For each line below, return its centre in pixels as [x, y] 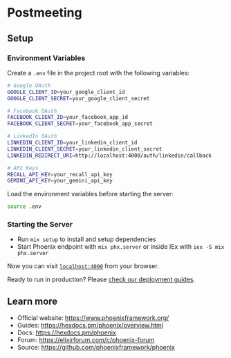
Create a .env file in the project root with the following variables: [99, 73]
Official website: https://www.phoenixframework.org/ [93, 318]
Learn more [33, 301]
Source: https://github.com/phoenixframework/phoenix [96, 348]
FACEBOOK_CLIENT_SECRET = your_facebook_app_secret [80, 124]
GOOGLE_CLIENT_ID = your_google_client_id [66, 92]
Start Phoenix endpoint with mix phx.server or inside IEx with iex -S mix [121, 247]
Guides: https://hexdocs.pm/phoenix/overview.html [90, 326]
